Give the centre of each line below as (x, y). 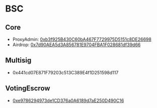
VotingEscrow (28, 88)
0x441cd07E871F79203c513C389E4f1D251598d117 (65, 72)
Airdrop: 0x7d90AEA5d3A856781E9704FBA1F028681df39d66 (76, 45)
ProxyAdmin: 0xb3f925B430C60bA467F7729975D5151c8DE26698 (82, 39)
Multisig (18, 61)
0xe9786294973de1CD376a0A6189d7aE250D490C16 (68, 100)
